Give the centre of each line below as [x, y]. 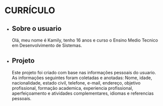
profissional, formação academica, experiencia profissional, [72, 88]
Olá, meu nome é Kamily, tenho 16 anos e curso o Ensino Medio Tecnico [85, 40]
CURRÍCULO [30, 11]
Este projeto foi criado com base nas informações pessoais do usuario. [84, 72]
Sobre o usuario [37, 29]
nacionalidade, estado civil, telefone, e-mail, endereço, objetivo [76, 83]
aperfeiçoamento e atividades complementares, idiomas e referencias [82, 93]
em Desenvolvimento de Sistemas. [47, 45]
